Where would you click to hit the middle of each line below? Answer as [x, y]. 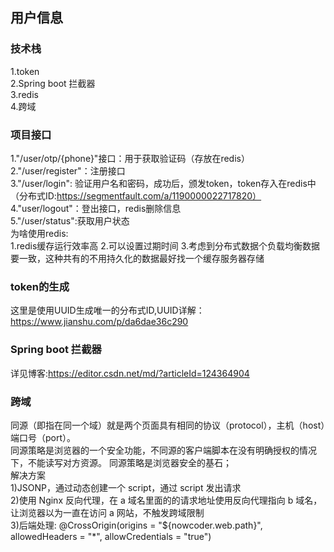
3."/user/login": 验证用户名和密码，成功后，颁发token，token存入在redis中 [163, 183]
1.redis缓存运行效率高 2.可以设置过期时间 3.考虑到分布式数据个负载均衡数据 [165, 245]
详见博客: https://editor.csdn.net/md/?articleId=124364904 [130, 373]
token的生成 [40, 286]
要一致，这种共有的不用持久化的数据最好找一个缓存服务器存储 [137, 258]
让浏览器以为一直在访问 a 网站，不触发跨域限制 [107, 512]
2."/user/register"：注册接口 [68, 170]
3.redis [24, 94]
